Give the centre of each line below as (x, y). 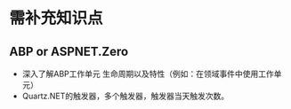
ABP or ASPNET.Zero (69, 51)
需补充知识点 (57, 18)
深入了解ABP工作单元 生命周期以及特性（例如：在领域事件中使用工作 (148, 74)
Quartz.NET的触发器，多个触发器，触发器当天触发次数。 (125, 96)
